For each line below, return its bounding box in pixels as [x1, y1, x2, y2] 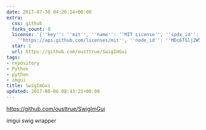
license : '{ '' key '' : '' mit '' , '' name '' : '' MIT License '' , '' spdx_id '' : [12, 32, 199, 38]
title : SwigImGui [6, 83, 51, 89]
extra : [6, 15, 23, 21]
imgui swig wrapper [6, 117, 56, 124]
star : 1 [12, 43, 32, 49]
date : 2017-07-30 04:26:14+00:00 [6, 9, 92, 15]
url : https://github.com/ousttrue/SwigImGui [12, 49, 128, 55]
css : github [12, 20, 43, 26]
